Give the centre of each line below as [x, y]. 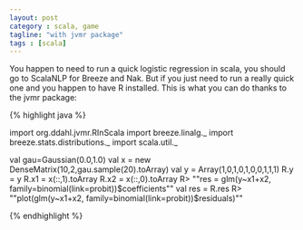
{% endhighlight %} [46, 216]
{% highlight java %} [48, 115]
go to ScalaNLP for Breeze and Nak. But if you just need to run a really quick [152, 79]
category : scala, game [54, 26]
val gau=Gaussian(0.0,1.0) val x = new [80, 160]
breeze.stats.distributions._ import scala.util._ [94, 142]
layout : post [34, 18]
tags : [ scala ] [38, 43]
